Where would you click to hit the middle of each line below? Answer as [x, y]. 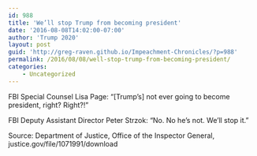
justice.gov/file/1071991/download [63, 143]
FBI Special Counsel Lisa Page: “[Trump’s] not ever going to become [119, 96]
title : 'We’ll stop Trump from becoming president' [95, 23]
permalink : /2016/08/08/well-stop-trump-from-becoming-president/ [119, 60]
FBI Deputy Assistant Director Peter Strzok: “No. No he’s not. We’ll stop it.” [128, 120]
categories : [28, 67]
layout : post [30, 45]
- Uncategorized [49, 74]
